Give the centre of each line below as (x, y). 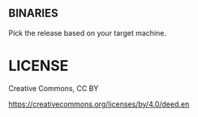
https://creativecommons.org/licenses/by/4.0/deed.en (99, 104)
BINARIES (33, 13)
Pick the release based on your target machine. (87, 32)
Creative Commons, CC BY (54, 88)
